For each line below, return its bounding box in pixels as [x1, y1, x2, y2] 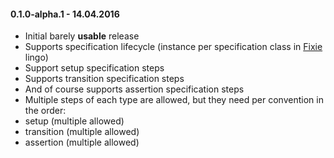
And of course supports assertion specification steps [24, 83, 245, 95]
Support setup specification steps [24, 62, 165, 74]
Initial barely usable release [24, 30, 140, 42]
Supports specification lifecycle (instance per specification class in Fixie [24, 41, 323, 53]
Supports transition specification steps [24, 73, 185, 85]
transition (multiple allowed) [24, 126, 140, 138]
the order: [24, 105, 67, 117]
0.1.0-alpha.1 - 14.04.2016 [10, 8, 120, 20]
